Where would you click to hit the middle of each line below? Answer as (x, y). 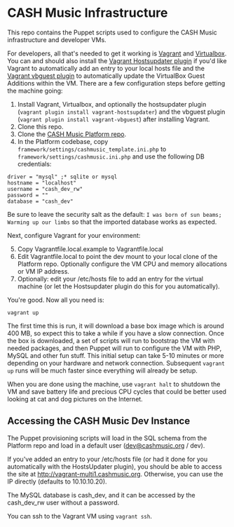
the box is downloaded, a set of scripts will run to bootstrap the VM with (111, 340)
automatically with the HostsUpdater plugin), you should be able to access (115, 466)
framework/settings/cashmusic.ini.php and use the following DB (111, 156)
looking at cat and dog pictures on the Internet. (75, 399)
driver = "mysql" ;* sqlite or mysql (62, 177)
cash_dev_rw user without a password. (63, 502)
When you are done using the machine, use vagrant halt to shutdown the (114, 384)
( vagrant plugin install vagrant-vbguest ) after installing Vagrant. (113, 119)
